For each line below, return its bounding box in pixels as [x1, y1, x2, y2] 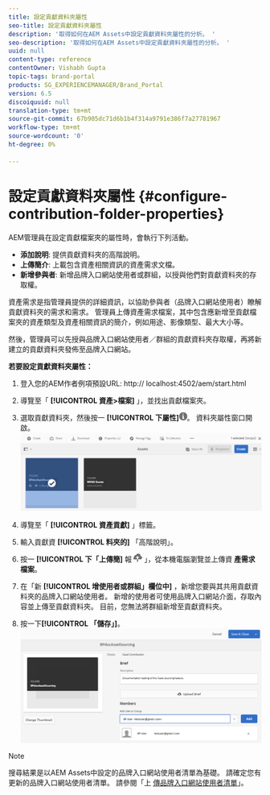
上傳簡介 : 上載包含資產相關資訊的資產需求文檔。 [19, 259, 179, 269]
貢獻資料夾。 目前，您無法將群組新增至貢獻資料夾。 [55, 601, 227, 611]
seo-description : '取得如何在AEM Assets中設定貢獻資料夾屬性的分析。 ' [8, 39, 231, 47]
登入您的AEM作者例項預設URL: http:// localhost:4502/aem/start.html [19, 379, 247, 388]
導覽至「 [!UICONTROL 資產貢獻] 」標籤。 [19, 520, 161, 529]
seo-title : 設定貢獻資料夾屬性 [8, 21, 102, 30]
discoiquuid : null [8, 97, 70, 106]
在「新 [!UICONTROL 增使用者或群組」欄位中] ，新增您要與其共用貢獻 [19, 581, 252, 591]
